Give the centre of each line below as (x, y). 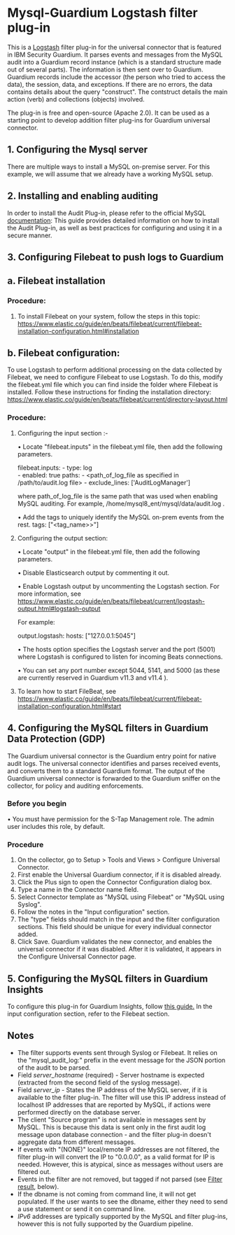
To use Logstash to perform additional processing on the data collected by (115, 370)
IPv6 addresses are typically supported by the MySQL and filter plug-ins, (122, 1216)
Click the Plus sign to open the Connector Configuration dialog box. (114, 882)
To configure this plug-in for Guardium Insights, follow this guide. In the (110, 1006)
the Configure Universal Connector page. (77, 956)
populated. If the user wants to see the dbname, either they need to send (122, 1201)
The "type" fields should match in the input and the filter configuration (119, 919)
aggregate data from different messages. (77, 1142)
